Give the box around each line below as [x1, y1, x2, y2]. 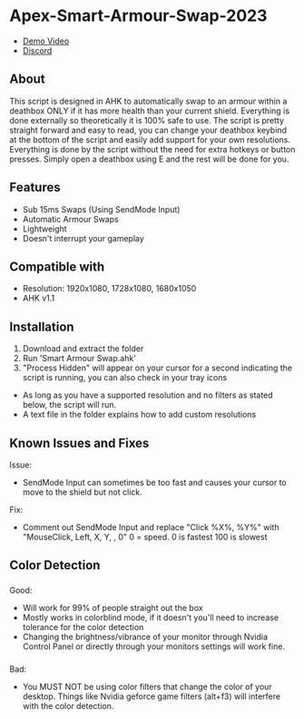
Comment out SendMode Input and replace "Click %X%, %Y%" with [22, 522, 279, 532]
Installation [9, 319, 74, 334]
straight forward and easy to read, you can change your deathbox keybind [9, 124, 288, 135]
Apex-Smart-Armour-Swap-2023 [9, 5, 268, 26]
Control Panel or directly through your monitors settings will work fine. [22, 641, 286, 652]
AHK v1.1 [22, 292, 55, 304]
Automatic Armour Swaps [22, 213, 120, 224]
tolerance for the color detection [22, 622, 144, 633]
